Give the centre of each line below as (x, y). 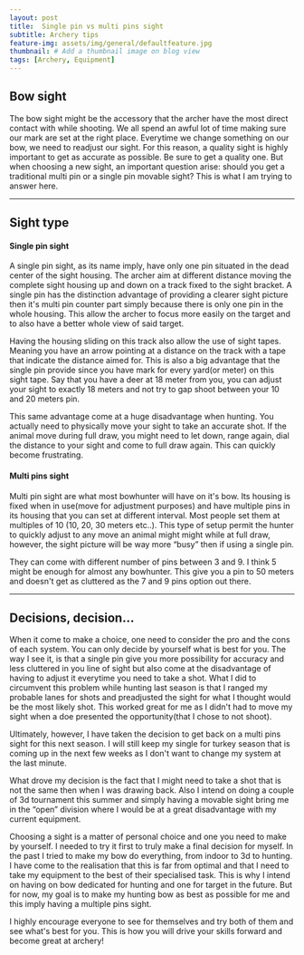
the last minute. (38, 763)
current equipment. (45, 819)
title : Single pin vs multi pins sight (87, 26)
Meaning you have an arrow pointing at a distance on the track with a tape (148, 351)
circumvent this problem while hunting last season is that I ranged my (139, 688)
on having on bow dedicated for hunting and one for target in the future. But (151, 885)
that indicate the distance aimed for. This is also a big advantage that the (145, 361)
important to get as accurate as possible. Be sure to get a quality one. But (146, 157)
